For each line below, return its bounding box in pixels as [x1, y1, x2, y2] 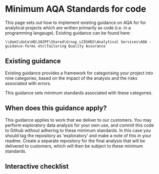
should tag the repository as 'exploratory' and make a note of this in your [5, 132, 152, 138]
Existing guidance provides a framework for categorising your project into [5, 70, 154, 76]
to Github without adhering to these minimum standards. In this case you [5, 127, 151, 133]
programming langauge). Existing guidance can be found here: [5, 30, 131, 36]
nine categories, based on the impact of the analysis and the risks [5, 75, 138, 81]
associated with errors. [5, 80, 51, 86]
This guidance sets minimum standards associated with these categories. [5, 89, 153, 96]
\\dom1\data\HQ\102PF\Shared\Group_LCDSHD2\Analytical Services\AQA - [5, 39, 152, 44]
